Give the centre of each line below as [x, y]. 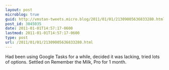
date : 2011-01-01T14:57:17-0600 [39, 28]
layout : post [19, 10]
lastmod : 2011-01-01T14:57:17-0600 [43, 33]
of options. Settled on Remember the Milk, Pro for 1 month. [66, 62]
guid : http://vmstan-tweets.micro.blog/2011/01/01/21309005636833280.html [85, 19]
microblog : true [22, 14]
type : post [17, 38]
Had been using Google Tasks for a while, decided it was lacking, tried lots [82, 56]
